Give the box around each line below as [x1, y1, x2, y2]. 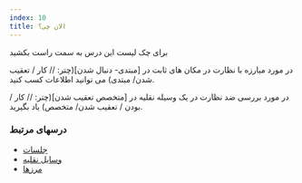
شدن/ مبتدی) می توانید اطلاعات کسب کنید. [9, 73, 155, 84]
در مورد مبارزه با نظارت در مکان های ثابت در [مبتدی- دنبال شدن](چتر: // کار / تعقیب [9, 64, 293, 75]
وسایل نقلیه [22, 153, 63, 164]
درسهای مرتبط [9, 123, 67, 136]
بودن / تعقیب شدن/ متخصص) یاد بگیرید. [9, 101, 143, 111]
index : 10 [9, 13, 47, 23]
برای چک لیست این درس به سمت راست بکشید [9, 46, 169, 57]
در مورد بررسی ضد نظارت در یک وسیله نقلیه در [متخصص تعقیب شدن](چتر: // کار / [9, 91, 289, 102]
